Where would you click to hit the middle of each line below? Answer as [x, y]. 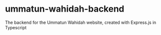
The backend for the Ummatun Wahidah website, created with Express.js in [81, 22]
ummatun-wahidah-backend [65, 9]
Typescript [16, 27]
